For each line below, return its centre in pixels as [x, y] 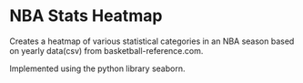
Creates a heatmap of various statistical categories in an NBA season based [152, 41]
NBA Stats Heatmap [86, 16]
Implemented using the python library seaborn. [97, 68]
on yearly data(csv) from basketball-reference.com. [106, 50]
